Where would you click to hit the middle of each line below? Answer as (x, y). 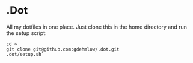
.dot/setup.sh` (25, 54)
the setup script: (26, 33)
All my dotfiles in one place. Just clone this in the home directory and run (97, 27)
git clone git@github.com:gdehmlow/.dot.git (63, 49)
